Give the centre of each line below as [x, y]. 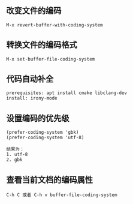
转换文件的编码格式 [42, 45]
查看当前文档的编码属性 [49, 180]
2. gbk [14, 160]
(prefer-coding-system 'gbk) [43, 133]
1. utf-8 [17, 155]
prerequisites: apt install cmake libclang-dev [67, 93]
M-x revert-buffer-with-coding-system [55, 25]
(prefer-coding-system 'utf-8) [45, 138]
